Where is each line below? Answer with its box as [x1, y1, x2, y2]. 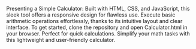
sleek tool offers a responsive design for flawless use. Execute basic [6, 11, 176, 18]
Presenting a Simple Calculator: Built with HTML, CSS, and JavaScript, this [6, 5, 190, 12]
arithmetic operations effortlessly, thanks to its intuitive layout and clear [6, 18, 183, 24]
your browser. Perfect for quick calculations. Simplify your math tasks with [6, 30, 190, 37]
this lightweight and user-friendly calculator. [6, 37, 116, 43]
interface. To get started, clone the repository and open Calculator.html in [6, 24, 188, 31]
